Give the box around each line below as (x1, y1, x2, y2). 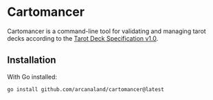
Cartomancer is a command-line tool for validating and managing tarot (7, 27, 206, 35)
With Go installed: (7, 72, 57, 81)
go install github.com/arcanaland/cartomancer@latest (7, 86, 165, 93)
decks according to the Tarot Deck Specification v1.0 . (7, 34, 159, 42)
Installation (7, 54, 56, 66)
